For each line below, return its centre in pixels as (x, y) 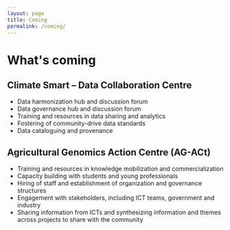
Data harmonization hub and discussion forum (82, 102)
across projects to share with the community (80, 220)
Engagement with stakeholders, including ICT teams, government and (116, 198)
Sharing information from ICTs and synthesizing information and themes (119, 212)
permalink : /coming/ (37, 26)
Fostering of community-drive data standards (81, 123)
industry (29, 205)
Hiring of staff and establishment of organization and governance (110, 183)
